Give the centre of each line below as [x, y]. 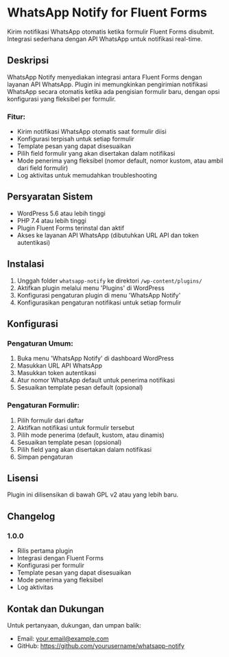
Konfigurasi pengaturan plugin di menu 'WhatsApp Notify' [99, 295]
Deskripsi [28, 61]
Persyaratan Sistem [50, 197]
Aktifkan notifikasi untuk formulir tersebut [76, 427]
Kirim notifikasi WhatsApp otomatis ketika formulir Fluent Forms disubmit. [111, 32]
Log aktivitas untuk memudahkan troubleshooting [87, 176]
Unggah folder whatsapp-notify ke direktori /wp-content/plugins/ [109, 280]
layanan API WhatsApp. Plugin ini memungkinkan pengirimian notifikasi [107, 84]
